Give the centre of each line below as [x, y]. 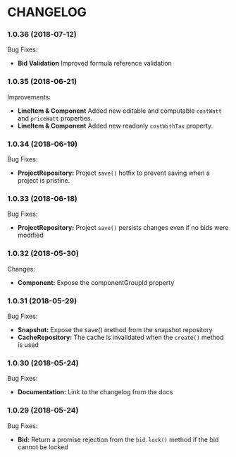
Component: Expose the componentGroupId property [96, 282]
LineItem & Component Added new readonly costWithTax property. [115, 126]
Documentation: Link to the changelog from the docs [95, 392]
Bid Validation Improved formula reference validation [95, 63]
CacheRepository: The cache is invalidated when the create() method [120, 337]
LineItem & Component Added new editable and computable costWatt [119, 111]
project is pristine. [44, 181]
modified [30, 235]
